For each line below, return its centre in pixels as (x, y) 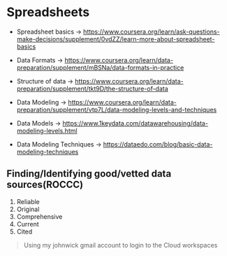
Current (28, 224)
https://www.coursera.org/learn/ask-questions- (152, 32)
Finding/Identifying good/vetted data (89, 174)
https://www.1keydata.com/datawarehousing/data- (136, 123)
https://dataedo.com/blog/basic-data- (158, 144)
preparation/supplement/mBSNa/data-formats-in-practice (100, 67)
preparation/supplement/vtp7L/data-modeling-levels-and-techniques (117, 109)
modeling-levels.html (47, 130)
